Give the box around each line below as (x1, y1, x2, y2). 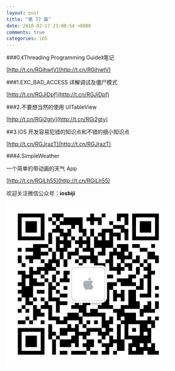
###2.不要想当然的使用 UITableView (6, 104, 97, 111)
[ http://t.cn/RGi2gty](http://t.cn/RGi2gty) (6, 116, 108, 123)
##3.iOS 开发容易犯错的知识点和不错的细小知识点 (6, 128, 130, 135)
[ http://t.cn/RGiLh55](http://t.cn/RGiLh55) (6, 177, 110, 184)
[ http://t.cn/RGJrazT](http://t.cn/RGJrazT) (6, 140, 112, 148)
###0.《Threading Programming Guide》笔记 (6, 54, 115, 61)
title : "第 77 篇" (6, 16, 51, 23)
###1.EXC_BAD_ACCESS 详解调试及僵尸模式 (6, 79, 118, 86)
